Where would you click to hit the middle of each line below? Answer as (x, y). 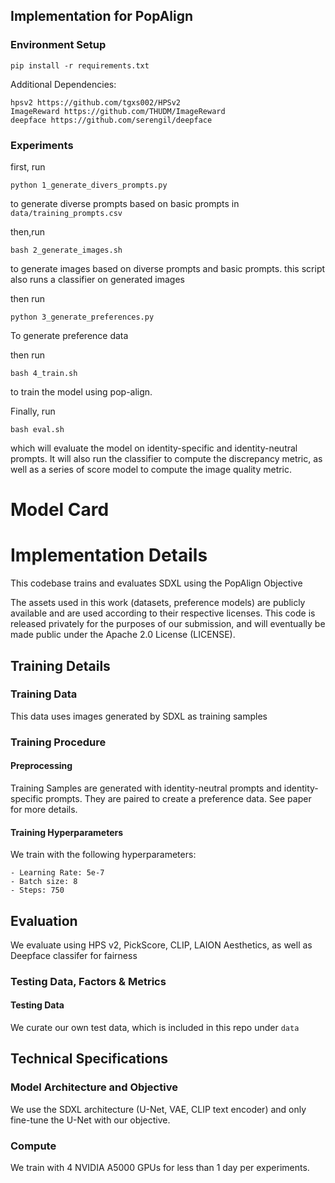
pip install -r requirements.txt (80, 65)
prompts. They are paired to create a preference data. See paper (178, 798)
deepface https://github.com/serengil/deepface (111, 120)
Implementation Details (109, 555)
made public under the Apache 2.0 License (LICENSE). (123, 635)
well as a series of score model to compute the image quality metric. (151, 469)
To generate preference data (69, 335)
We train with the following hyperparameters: (103, 855)
